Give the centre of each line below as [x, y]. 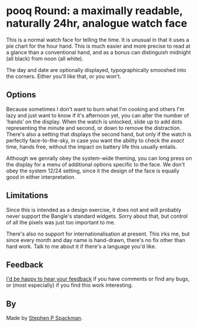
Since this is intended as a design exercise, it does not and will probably [94, 210]
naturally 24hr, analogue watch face [97, 23]
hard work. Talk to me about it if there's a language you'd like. [81, 246]
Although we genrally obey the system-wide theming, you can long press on [99, 158]
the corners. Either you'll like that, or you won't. [64, 76]
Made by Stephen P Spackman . [44, 318]
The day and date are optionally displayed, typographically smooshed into [96, 70]
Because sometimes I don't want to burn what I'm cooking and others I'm [95, 109]
